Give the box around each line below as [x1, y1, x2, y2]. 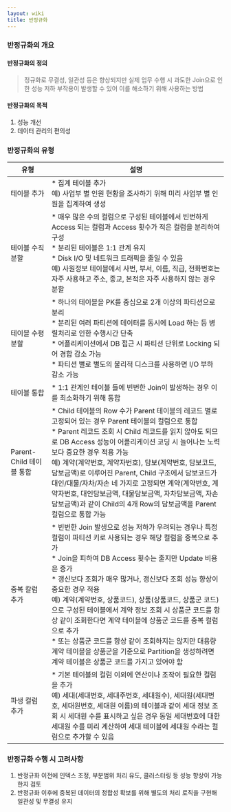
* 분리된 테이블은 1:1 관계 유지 [51, 243, 146, 252]
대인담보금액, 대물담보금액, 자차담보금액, [80, 489, 204, 499]
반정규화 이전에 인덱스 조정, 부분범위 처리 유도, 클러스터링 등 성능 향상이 [16, 771, 210, 780]
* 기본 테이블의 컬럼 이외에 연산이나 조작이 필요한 [51, 670, 202, 680]
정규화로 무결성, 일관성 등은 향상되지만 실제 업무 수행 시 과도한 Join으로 [23, 75, 216, 83]
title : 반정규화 [7, 17, 48, 23]
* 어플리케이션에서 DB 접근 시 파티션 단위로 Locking [51, 339, 212, 348]
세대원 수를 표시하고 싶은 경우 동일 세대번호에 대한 [67, 711, 221, 721]
